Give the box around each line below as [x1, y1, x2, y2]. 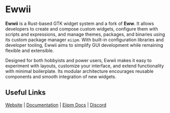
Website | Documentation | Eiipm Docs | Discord [5, 102, 107, 108]
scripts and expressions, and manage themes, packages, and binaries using [5, 31, 165, 37]
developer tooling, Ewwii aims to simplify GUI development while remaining [5, 42, 163, 48]
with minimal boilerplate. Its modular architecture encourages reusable [5, 68, 154, 74]
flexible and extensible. [5, 47, 54, 53]
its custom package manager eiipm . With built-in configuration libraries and [5, 37, 164, 43]
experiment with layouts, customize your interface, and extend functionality [5, 63, 164, 69]
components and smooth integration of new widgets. [5, 73, 116, 79]
